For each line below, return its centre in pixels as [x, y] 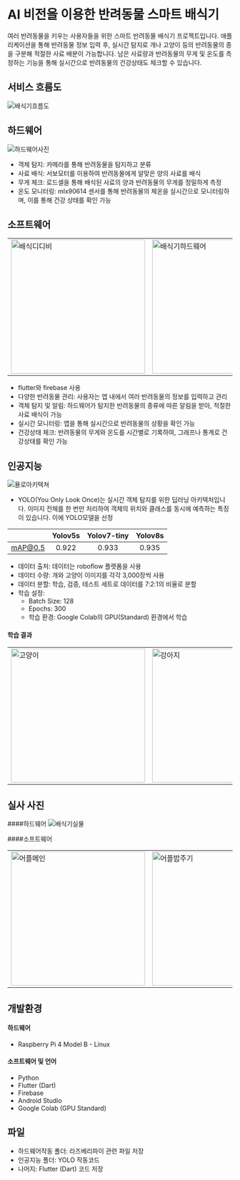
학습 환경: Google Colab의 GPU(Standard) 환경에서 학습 [108, 617]
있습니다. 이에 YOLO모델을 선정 [69, 518]
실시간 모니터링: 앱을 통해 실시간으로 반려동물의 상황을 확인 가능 [106, 424]
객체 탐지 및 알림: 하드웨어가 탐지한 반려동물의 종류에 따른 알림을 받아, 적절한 [124, 406]
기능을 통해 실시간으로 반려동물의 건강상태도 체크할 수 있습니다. [114, 62]
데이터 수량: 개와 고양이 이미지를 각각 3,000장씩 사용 [91, 575]
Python [28, 1078]
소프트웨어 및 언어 [32, 1061]
